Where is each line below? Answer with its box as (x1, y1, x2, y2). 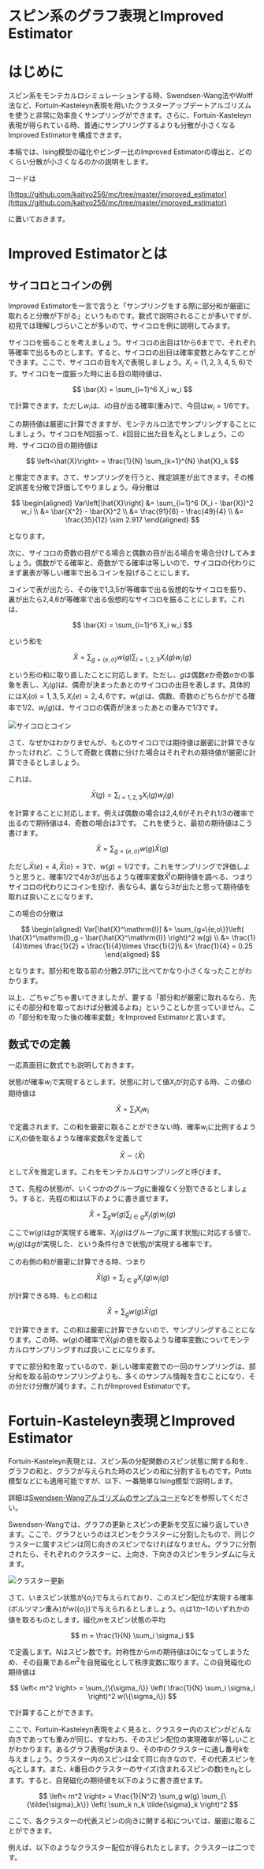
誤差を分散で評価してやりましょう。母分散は (14, 482, 160, 492)
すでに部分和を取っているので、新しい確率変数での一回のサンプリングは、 (8, 1361, 250, 1371)
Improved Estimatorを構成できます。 (8, 130, 126, 140)
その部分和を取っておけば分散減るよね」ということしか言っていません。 (14, 1002, 249, 1012)
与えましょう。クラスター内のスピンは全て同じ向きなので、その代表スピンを (8, 1754, 256, 1764)
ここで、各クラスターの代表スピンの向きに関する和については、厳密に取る (8, 1815, 250, 1826)
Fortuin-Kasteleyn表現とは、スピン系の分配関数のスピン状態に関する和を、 (8, 1456, 253, 1466)
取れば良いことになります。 (8, 891, 98, 901)
